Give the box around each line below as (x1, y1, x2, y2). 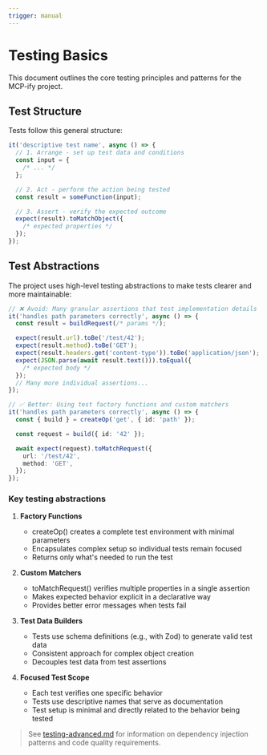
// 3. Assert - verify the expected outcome (15, 208, 167, 216)
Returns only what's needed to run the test (31, 552, 174, 562)
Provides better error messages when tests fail (31, 600, 187, 610)
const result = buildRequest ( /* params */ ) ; (15, 320, 167, 328)
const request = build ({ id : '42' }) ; (15, 430, 146, 438)
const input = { (15, 156, 70, 164)
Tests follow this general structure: (8, 126, 123, 135)
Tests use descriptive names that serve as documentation (31, 696, 223, 706)
